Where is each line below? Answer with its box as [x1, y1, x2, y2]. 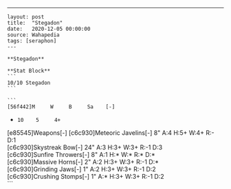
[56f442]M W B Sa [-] [7, 103, 115, 110]
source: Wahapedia [7, 32, 60, 38]
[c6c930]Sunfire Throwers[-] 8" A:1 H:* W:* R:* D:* [7, 151, 156, 158]
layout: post [7, 14, 45, 21]
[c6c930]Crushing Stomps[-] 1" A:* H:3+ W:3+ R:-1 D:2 [7, 173, 165, 180]
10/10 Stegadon [7, 79, 51, 86]
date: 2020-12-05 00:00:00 [7, 25, 91, 32]
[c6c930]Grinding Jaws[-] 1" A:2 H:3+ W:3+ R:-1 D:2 [7, 165, 156, 173]
